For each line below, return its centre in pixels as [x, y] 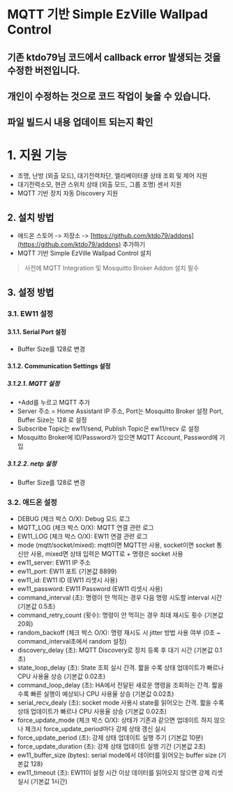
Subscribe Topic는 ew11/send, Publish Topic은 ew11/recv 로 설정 [108, 429]
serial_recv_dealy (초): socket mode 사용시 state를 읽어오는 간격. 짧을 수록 [121, 703]
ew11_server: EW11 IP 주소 [54, 563]
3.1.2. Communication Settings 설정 [59, 366]
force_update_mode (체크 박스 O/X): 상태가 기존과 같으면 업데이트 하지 [115, 720]
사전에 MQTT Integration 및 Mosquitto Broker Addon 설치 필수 [112, 268]
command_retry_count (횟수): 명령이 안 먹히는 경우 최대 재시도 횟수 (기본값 [120, 615]
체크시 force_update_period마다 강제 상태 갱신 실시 [95, 729]
